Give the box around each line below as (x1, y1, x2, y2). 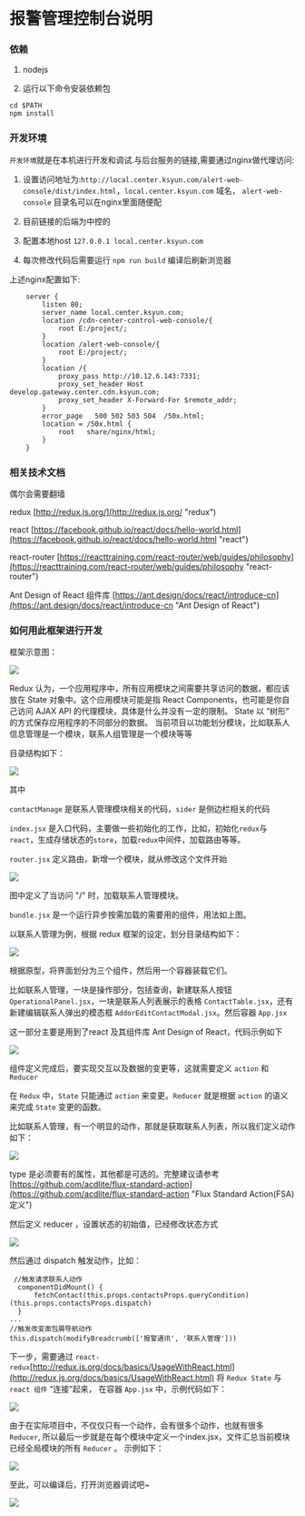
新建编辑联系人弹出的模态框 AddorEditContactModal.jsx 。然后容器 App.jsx (9, 1007, 288, 1018)
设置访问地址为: (22, 174, 82, 185)
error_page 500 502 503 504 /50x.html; (42, 411, 205, 420)
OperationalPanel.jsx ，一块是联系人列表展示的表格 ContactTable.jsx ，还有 (9, 996, 293, 1006)
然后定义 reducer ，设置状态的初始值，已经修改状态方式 (9, 1218, 219, 1229)
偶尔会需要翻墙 (9, 489, 65, 500)
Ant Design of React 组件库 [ (9, 590, 116, 601)
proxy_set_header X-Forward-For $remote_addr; (57, 395, 238, 405)
